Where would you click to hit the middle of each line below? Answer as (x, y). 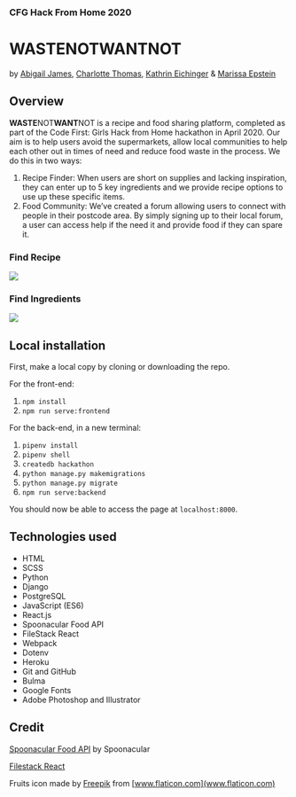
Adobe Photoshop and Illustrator (81, 699)
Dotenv (35, 652)
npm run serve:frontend (66, 411)
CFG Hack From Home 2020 (70, 12)
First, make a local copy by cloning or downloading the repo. (120, 367)
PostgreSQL (44, 596)
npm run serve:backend (64, 493)
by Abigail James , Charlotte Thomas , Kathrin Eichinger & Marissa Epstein (143, 74)
